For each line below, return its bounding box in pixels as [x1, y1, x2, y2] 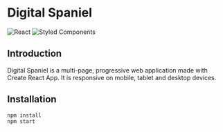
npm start [7, 117, 36, 125]
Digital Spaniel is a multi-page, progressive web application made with [7, 66, 208, 74]
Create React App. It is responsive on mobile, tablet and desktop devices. [7, 73, 217, 82]
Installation [7, 93, 57, 105]
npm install [7, 112, 42, 119]
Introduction [7, 48, 62, 59]
